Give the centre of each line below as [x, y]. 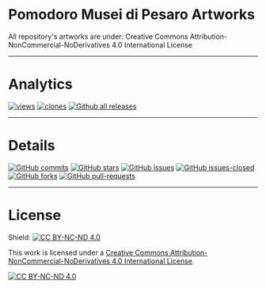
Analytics [40, 84]
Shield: [19, 237]
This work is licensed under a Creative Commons [88, 252]
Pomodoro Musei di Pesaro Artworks [132, 15]
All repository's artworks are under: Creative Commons [98, 36]
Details [32, 146]
